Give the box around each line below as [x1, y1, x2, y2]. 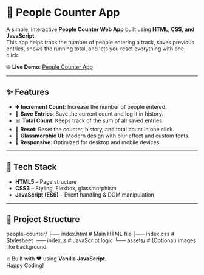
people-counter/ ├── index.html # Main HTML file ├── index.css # [6, 231, 175, 238]
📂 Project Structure [6, 214, 80, 225]
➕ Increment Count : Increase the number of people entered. [15, 103, 167, 110]
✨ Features [6, 87, 49, 97]
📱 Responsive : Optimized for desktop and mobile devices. [15, 138, 161, 145]
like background [6, 243, 47, 251]
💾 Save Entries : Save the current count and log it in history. [15, 110, 164, 117]
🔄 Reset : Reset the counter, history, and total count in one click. [15, 125, 174, 133]
